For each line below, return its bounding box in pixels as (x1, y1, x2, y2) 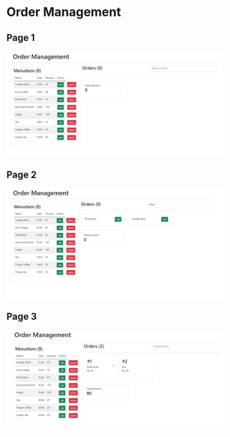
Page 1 (6, 32, 35, 44)
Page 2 (6, 169, 37, 181)
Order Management (6, 4, 122, 20)
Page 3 (6, 311, 37, 323)
